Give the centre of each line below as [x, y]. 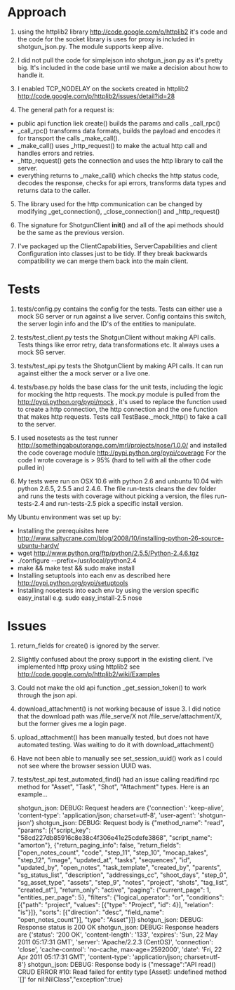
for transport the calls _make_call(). [68, 138]
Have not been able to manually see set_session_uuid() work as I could [120, 758]
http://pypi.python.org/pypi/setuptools [73, 582]
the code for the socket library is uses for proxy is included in [106, 39]
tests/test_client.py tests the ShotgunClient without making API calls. [116, 337]
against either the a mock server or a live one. [84, 373]
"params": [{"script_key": [54, 830]
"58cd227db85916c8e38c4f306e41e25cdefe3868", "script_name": [115, 837]
